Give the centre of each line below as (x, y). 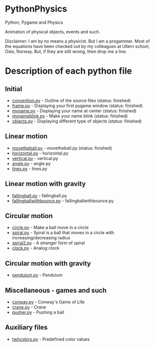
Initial (14, 89)
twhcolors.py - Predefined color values (51, 339)
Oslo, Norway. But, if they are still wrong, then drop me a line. (66, 51)
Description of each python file (69, 71)
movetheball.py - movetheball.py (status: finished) (62, 148)
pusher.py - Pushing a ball (38, 312)
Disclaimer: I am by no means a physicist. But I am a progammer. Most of (77, 41)
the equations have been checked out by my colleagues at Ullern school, (77, 46)
